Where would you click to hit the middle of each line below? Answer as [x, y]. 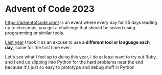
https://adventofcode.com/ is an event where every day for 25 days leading [81, 22]
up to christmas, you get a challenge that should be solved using [70, 27]
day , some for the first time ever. [38, 47]
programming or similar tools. [35, 33]
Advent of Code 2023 [50, 9]
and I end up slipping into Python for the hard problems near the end [74, 62]
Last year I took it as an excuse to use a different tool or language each [78, 42]
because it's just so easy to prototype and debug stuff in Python [70, 67]
